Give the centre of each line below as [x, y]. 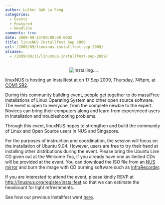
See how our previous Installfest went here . [50, 197]
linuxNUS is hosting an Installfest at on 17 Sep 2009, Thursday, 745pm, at [81, 80]
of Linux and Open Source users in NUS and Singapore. [62, 131]
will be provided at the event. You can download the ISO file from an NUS [80, 162]
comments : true [21, 33]
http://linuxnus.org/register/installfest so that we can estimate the [72, 182]
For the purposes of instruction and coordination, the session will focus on [82, 141]
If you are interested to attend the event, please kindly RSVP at [69, 177]
